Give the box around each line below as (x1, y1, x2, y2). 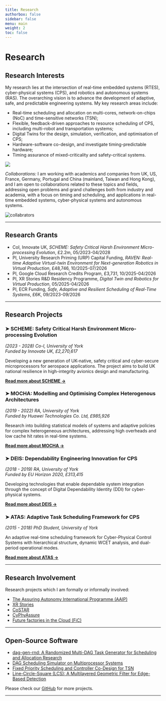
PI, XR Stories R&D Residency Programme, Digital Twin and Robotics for (12, 275, 159, 281)
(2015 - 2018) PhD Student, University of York (5, 525, 98, 531)
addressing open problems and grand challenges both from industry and (5, 187, 153, 192)
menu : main (5, 21, 28, 26)
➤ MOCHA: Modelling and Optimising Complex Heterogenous (5, 390, 156, 397)
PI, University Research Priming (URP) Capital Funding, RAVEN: (12, 255, 141, 261)
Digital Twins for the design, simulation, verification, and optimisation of (12, 131, 158, 137)
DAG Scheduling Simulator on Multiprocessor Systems (12, 660, 124, 666)
